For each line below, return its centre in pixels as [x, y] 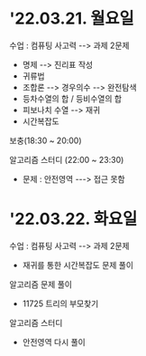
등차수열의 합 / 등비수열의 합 [72, 98]
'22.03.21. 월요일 [72, 19]
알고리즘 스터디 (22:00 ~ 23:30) [67, 159]
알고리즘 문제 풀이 [41, 284]
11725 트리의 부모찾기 [60, 303]
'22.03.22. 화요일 [73, 219]
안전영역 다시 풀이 [54, 342]
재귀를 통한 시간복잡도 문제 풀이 [78, 265]
